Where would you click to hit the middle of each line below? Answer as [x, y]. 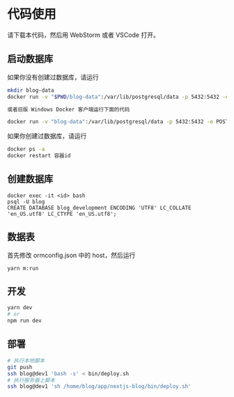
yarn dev [20, 308]
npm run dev [24, 321]
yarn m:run [23, 268]
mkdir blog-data [31, 90]
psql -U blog [26, 202]
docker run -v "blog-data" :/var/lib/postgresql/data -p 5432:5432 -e [110, 122]
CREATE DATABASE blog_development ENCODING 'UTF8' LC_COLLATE [99, 208]
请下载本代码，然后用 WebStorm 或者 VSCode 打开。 [84, 35]
